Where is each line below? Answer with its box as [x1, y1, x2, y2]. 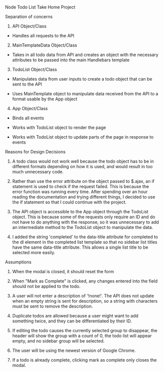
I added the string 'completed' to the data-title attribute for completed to [12, 234, 158, 240]
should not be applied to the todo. [12, 284, 81, 289]
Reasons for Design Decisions [5, 149, 66, 154]
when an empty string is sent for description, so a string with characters [12, 298, 158, 304]
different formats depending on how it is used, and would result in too [12, 164, 153, 169]
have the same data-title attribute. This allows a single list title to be [12, 244, 148, 250]
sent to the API [12, 81, 43, 87]
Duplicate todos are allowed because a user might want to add [12, 313, 139, 318]
